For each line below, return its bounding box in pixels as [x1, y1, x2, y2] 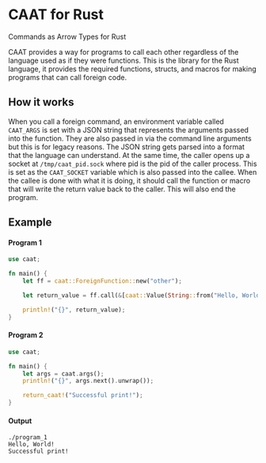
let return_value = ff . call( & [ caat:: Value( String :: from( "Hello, [22, 291, 239, 299]
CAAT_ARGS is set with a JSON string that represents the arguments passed [8, 125, 249, 134]
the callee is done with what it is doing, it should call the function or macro [8, 176, 251, 185]
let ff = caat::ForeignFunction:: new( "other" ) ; [22, 277, 182, 285]
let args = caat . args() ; [22, 369, 104, 378]
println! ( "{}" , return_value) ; [22, 306, 126, 314]
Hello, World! [8, 441, 55, 449]
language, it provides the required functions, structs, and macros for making [8, 64, 257, 73]
